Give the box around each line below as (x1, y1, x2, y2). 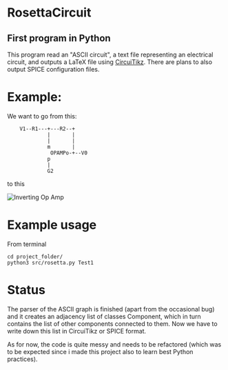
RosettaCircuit (7, 5, 92, 21)
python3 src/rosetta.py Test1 (7, 259, 94, 266)
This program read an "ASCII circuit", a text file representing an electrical (7, 50, 214, 59)
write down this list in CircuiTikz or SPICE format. (7, 327, 147, 335)
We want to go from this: (7, 112, 77, 120)
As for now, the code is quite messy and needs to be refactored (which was (7, 340, 222, 349)
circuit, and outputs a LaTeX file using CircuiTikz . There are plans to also (7, 58, 212, 66)
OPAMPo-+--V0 (50, 150, 88, 156)
